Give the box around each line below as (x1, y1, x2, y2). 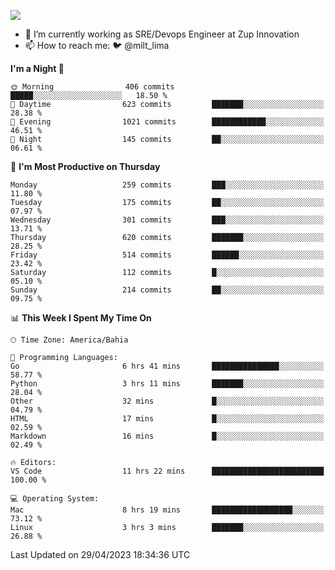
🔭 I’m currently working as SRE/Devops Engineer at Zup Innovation (24, 28, 300, 40)
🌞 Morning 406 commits (10, 82, 175, 92)
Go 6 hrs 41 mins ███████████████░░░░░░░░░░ (10, 361, 325, 371)
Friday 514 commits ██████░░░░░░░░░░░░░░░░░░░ (10, 250, 325, 260)
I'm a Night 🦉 (10, 63, 65, 74)
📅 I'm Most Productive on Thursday (10, 161, 161, 172)
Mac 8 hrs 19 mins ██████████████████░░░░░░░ (10, 505, 325, 515)
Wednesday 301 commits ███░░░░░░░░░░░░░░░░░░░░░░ (10, 215, 325, 225)
